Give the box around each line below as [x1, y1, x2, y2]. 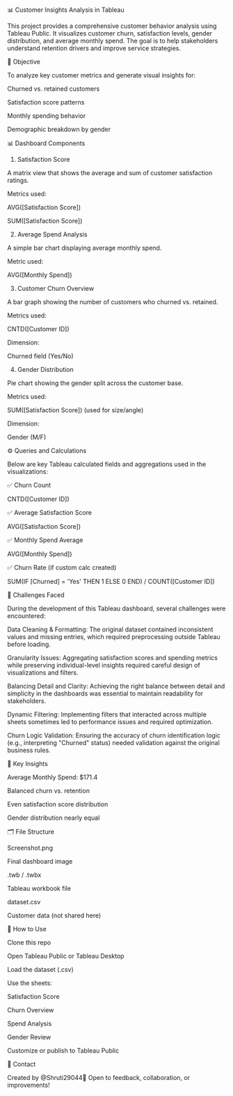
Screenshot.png [7, 843, 54, 852]
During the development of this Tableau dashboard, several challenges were [7, 604, 226, 613]
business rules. [7, 746, 51, 754]
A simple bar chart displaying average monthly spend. [7, 243, 162, 252]
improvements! [7, 1081, 50, 1089]
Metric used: [7, 257, 44, 265]
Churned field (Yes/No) [7, 352, 74, 360]
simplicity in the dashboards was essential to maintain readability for [7, 689, 204, 698]
